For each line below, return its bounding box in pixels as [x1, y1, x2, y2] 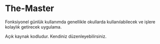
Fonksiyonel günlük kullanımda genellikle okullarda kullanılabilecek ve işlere [5, 19, 156, 25]
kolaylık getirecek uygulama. [5, 24, 62, 29]
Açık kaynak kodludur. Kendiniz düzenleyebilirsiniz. [5, 33, 107, 39]
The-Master [5, 3, 54, 14]
